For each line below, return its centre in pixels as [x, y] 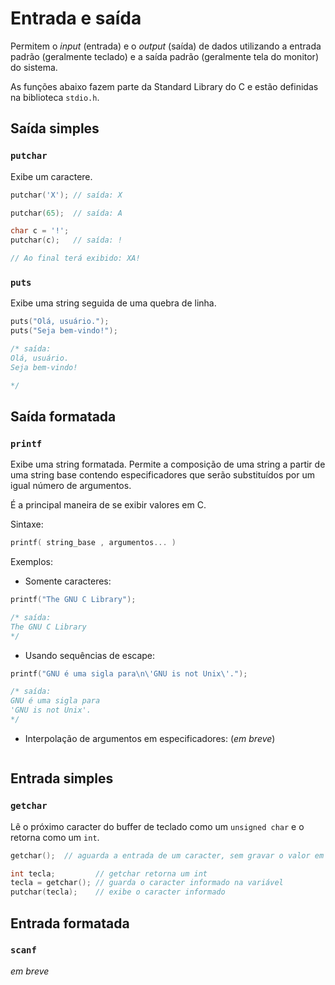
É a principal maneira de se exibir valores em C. [108, 505]
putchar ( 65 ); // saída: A [66, 213]
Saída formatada [63, 416]
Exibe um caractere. [51, 176]
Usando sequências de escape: [90, 655]
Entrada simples [62, 778]
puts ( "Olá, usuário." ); [60, 322]
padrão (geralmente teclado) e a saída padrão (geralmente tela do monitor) [164, 56]
